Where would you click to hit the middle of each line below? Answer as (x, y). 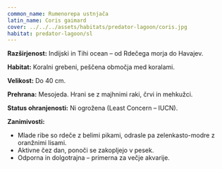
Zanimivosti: (26, 122)
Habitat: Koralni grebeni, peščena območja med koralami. (91, 67)
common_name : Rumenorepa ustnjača (58, 14)
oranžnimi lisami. (42, 143)
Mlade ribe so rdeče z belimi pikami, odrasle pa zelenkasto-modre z (116, 135)
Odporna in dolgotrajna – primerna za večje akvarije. (94, 158)
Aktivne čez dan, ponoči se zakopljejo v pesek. (86, 150)
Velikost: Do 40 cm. (37, 81)
